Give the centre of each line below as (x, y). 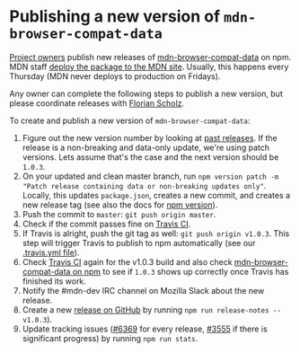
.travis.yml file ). (51, 252)
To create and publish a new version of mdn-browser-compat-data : (130, 120)
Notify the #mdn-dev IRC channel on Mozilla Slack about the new (143, 290)
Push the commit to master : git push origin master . (119, 214)
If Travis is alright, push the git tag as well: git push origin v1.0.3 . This (156, 233)
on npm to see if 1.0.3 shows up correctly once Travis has (181, 271)
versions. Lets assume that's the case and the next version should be (150, 157)
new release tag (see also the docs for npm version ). (120, 205)
